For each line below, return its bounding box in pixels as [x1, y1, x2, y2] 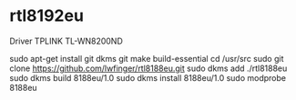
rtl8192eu [9, 5, 85, 26]
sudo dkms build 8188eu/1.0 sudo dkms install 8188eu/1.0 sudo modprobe [9, 72, 287, 83]
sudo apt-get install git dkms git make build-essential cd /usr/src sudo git [9, 53, 284, 64]
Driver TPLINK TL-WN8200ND [9, 35, 123, 46]
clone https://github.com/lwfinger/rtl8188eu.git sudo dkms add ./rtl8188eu [9, 63, 288, 74]
